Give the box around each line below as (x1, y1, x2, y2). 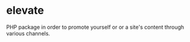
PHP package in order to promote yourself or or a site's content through (6, 23, 185, 31)
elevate (6, 4, 44, 17)
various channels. (6, 29, 51, 37)
